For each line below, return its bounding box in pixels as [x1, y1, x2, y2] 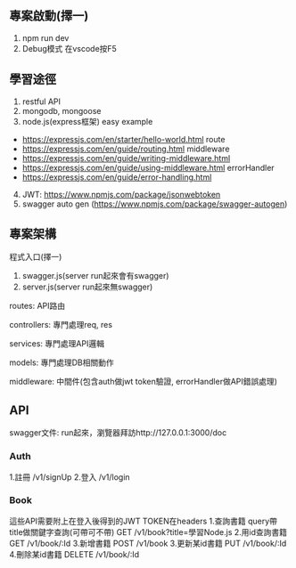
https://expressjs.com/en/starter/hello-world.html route [21, 134, 226, 144]
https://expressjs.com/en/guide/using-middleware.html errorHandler [21, 162, 275, 173]
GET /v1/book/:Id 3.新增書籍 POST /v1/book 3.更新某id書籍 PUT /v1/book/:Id [9, 538, 287, 548]
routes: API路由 [9, 301, 66, 312]
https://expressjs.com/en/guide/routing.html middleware [21, 143, 230, 154]
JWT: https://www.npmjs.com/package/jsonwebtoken [21, 189, 221, 199]
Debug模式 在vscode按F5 [21, 43, 118, 53]
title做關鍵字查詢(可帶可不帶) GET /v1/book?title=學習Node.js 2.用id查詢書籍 [9, 526, 288, 537]
